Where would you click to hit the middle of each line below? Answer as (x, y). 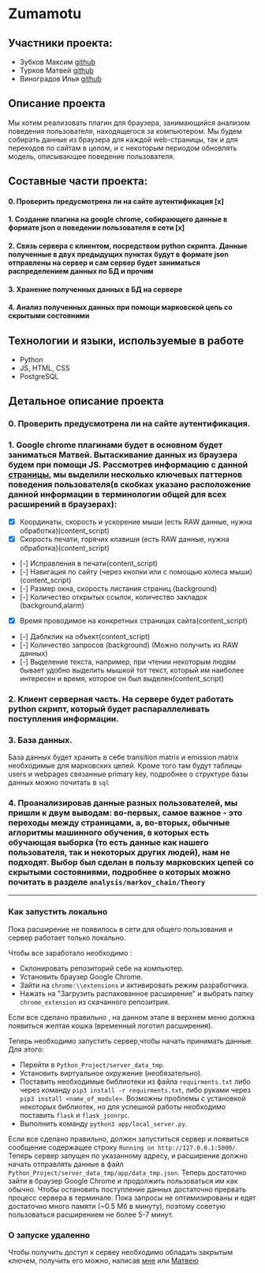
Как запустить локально (58, 912)
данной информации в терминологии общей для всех (118, 494)
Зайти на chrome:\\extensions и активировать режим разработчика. (134, 985)
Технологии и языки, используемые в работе (126, 341)
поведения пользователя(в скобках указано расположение (130, 485)
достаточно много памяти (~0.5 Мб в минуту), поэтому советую (117, 1206)
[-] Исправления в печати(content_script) (89, 563)
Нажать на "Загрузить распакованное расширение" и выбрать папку (136, 993)
